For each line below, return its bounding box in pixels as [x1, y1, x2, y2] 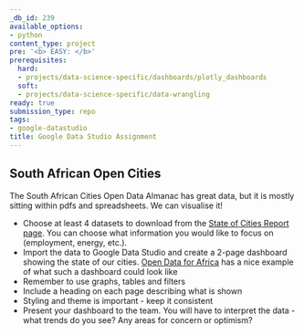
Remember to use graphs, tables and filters [22, 276, 185, 287]
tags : [9, 115, 30, 124]
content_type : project [9, 38, 96, 48]
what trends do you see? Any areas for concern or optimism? [22, 314, 253, 325]
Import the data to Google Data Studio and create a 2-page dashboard [22, 246, 288, 257]
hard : [17, 65, 39, 74]
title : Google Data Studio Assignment [9, 132, 157, 141]
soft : [17, 81, 39, 90]
